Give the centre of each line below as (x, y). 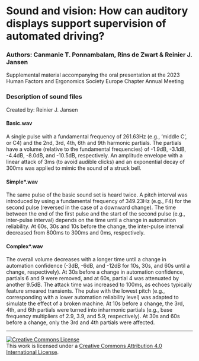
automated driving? (55, 36)
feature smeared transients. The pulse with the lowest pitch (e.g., (86, 291)
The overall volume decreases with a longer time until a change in (86, 259)
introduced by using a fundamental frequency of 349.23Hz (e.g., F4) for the (99, 201)
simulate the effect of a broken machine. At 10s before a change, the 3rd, (95, 303)
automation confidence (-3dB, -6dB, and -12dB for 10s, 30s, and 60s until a (98, 266)
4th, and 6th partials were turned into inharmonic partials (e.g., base (89, 310)
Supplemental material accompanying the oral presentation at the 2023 (93, 75)
